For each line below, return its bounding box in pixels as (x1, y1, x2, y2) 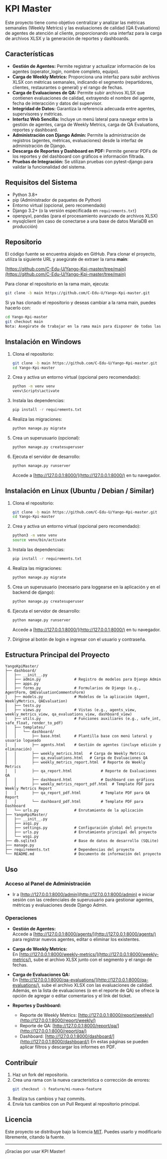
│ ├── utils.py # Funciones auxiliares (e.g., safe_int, (5, 716, 162, 721)
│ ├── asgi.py (5, 821, 39, 826)
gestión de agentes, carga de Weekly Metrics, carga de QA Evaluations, (12, 121, 160, 127)
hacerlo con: (5, 305, 31, 311)
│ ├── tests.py (5, 703, 41, 708)
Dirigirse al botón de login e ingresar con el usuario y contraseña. (12, 636, 147, 642)
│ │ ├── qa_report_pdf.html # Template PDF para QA (5, 790, 150, 796)
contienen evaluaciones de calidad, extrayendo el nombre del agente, (12, 95, 156, 101)
